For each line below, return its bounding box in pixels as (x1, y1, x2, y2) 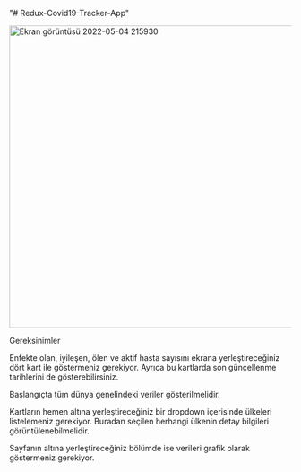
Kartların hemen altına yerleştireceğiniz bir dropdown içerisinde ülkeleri (9, 406, 272, 416)
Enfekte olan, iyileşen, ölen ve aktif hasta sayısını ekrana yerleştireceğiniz (9, 353, 280, 363)
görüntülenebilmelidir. (9, 425, 90, 436)
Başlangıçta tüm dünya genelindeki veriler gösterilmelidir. (9, 389, 220, 399)
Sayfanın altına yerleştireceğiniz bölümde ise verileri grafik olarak (9, 443, 251, 453)
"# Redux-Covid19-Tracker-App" (9, 8, 130, 18)
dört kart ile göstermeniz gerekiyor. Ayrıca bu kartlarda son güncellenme (9, 363, 277, 372)
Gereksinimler (9, 336, 61, 345)
